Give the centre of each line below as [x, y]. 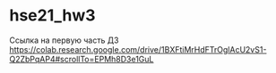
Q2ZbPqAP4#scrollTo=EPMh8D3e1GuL [82, 59]
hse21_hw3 [52, 16]
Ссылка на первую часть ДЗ [64, 40]
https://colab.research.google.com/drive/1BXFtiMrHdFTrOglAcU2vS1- [138, 49]
